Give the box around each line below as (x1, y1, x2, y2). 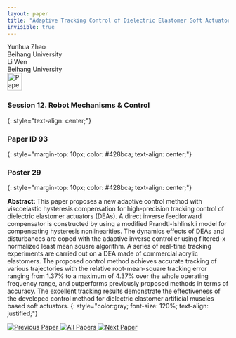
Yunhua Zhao (7, 43, 46, 51)
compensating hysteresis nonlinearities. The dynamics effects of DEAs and (7, 227, 225, 236)
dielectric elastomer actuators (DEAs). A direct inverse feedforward (7, 212, 202, 220)
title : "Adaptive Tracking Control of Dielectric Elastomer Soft (7, 17, 202, 24)
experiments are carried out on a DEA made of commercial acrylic (7, 249, 199, 258)
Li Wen (7, 58, 27, 66)
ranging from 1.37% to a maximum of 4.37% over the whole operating (7, 272, 209, 280)
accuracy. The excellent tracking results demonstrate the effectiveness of (7, 287, 221, 296)
